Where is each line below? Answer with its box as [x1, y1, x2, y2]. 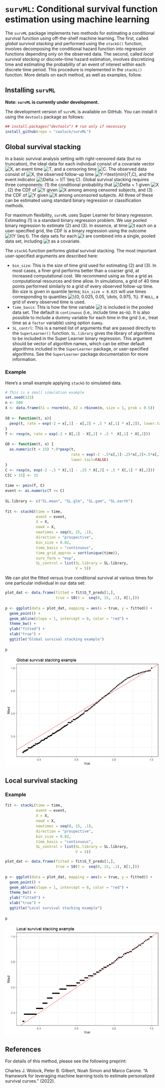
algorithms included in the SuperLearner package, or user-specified [12, 346, 149, 352]
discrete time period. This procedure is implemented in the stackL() [5, 66, 142, 72]
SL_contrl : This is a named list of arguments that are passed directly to [12, 325, 156, 331]
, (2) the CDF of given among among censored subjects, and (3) [5, 187, 153, 193]
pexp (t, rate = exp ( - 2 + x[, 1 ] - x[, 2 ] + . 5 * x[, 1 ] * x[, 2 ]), [9, 421, 142, 426]
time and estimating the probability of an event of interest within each [5, 61, 146, 67]
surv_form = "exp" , [36, 556, 76, 561]
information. [12, 356, 37, 362]
